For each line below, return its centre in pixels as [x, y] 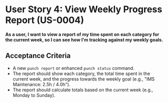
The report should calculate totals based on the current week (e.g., [83, 90]
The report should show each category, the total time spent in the [81, 73]
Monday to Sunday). [34, 95]
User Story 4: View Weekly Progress [84, 9]
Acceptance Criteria [38, 56]
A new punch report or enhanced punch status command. [74, 68]
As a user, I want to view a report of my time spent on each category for [82, 34]
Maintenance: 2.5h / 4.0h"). [41, 84]
